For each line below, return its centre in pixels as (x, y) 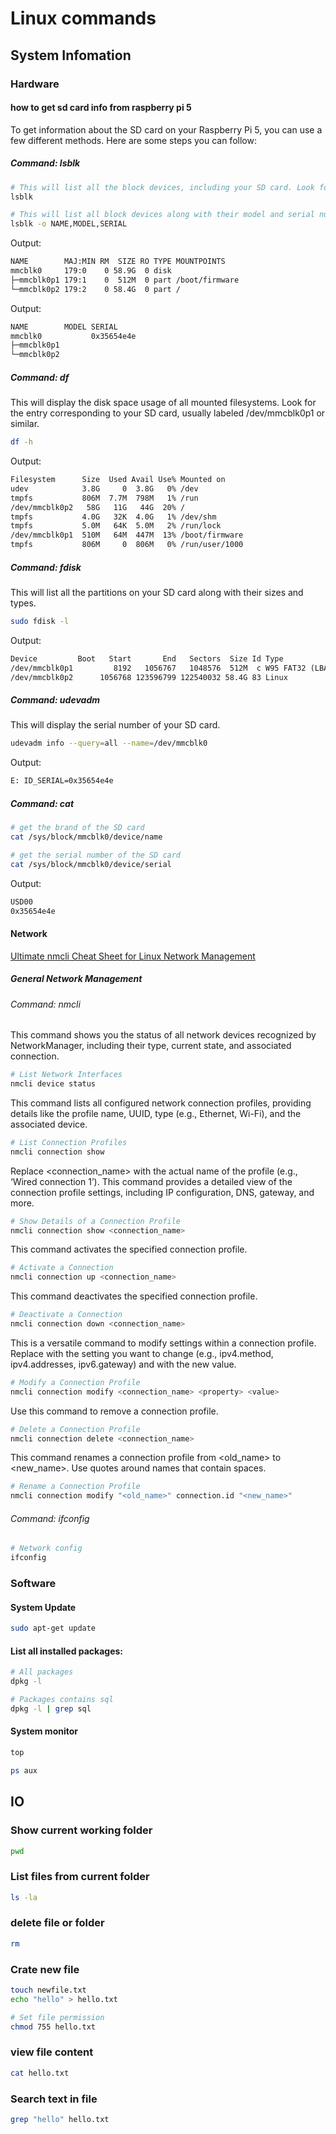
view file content (52, 2052)
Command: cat (42, 803)
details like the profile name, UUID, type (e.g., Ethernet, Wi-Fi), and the (156, 1113)
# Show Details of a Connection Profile (96, 1221)
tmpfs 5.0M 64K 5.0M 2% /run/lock (116, 526)
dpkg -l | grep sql (51, 1708)
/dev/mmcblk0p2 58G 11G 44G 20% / (98, 507)
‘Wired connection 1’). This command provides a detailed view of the (151, 1181)
